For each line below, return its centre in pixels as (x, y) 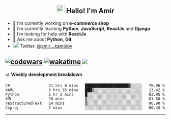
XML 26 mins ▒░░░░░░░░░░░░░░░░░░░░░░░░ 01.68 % (85, 99)
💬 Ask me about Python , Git (42, 39)
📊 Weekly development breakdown (44, 74)
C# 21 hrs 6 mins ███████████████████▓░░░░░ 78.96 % (85, 86)
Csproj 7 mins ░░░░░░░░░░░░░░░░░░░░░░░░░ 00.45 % (85, 108)
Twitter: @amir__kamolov (46, 46)
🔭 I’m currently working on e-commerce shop (61, 23)
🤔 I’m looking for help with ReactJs (49, 34)
